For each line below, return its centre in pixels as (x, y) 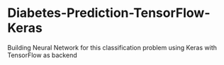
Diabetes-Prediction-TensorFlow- (109, 13)
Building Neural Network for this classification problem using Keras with (112, 47)
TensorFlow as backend (42, 55)
